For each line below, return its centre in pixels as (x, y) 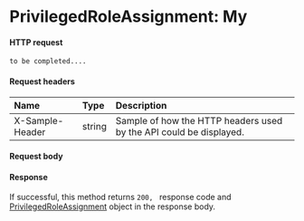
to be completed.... (48, 62)
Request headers (42, 81)
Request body (36, 157)
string (94, 126)
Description (141, 105)
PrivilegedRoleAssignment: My (128, 17)
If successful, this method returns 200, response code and (121, 197)
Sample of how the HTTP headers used (199, 120)
